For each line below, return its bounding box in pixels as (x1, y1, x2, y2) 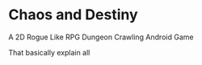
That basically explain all (8, 47, 90, 57)
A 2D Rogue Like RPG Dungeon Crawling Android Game (8, 32, 194, 42)
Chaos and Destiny (8, 6, 139, 24)
